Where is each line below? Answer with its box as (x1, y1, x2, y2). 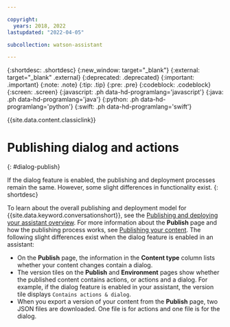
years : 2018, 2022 (13, 22, 67, 30)
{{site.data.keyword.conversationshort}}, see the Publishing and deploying (7, 211, 218, 220)
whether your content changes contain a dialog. (16, 261, 153, 269)
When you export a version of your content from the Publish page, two (16, 297, 218, 306)
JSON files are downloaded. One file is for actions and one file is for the (16, 305, 220, 313)
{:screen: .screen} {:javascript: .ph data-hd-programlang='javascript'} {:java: (7, 88, 224, 96)
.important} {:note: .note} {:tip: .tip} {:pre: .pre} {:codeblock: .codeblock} (7, 80, 211, 89)
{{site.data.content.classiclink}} (7, 116, 96, 124)
